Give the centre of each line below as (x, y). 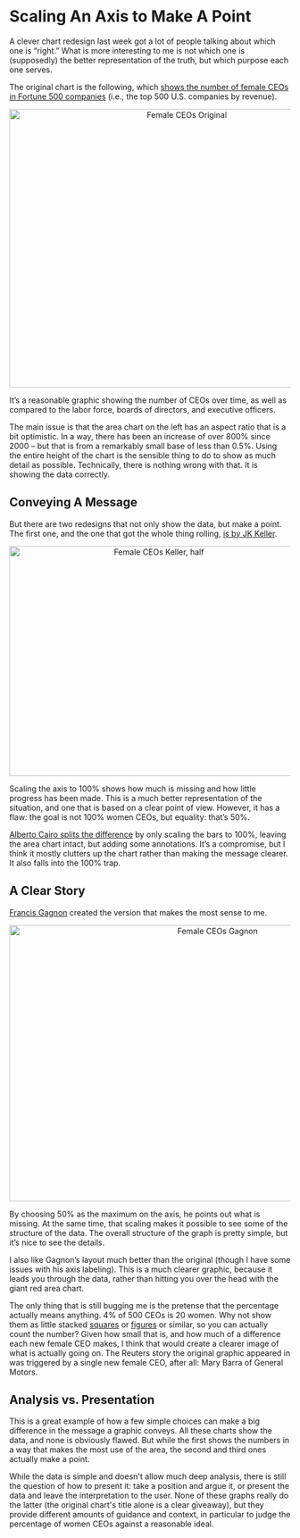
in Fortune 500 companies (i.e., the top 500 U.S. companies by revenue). (143, 96)
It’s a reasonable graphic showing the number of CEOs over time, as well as (148, 400)
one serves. (31, 70)
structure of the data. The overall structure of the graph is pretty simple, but (149, 1233)
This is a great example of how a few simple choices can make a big (135, 1421)
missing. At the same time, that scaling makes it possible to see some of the (149, 1223)
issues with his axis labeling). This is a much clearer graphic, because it (141, 1269)
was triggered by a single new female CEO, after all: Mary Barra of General (146, 1362)
